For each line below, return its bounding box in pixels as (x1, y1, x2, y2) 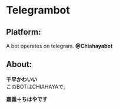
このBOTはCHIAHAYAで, (6, 83, 65, 90)
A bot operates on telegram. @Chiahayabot (6, 42, 113, 49)
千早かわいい (6, 76, 37, 83)
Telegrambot (6, 4, 71, 17)
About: (6, 59, 32, 69)
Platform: (6, 27, 41, 37)
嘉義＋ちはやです (6, 95, 48, 103)
